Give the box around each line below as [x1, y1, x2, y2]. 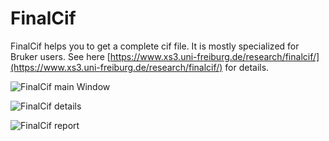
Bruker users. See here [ [10, 50, 111, 62]
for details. [224, 61, 270, 73]
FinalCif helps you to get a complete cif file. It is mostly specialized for [10, 40, 300, 52]
